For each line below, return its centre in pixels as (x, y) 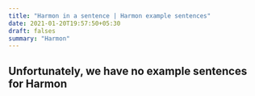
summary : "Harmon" (39, 38)
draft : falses (32, 31)
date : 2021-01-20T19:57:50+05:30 (65, 23)
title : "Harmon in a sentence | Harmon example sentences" (110, 16)
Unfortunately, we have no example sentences (128, 71)
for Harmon (38, 83)
